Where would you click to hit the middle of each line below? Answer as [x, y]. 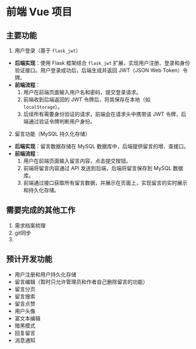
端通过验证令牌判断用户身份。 [59, 121]
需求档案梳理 [30, 225]
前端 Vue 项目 [39, 12]
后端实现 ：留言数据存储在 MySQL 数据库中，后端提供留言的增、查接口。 [102, 146]
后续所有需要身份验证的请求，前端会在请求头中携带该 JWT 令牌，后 [105, 114]
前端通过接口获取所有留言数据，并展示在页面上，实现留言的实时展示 [105, 183]
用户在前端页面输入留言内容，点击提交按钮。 [77, 161]
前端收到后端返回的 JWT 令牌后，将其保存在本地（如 [87, 99]
